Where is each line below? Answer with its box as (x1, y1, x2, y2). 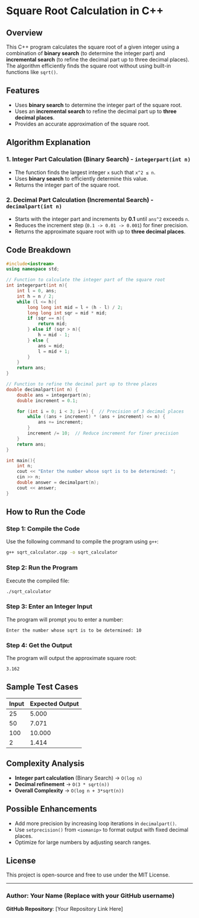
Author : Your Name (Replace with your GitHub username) (6, 892, 175, 900)
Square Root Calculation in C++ (6, 4, 164, 18)
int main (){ (6, 458, 36, 463)
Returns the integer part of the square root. (14, 181, 120, 188)
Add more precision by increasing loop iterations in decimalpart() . (14, 820, 176, 827)
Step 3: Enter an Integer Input (6, 603, 93, 611)
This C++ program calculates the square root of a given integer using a (6, 43, 179, 50)
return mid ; (37, 321, 68, 327)
